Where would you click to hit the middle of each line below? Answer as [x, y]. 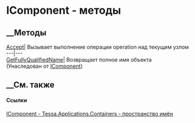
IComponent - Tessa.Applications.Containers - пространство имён [90, 113]
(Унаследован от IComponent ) [44, 66]
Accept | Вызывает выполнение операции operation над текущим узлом [97, 47]
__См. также [31, 85]
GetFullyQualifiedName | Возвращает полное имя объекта [79, 60]
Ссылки [17, 100]
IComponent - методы [64, 10]
